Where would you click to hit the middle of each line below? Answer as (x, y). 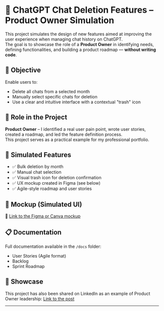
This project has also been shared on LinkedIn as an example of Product (78, 293)
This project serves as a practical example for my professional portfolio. (77, 140)
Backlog (20, 261)
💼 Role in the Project (36, 117)
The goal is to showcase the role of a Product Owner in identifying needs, (80, 44)
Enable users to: (21, 82)
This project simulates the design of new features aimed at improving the (79, 34)
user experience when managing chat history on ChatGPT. (64, 39)
